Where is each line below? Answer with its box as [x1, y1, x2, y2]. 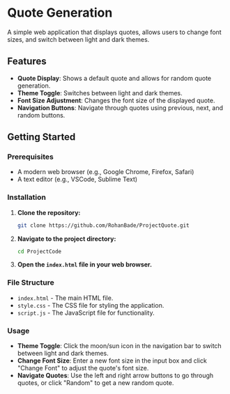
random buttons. [17, 111, 66, 119]
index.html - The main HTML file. [17, 294, 114, 302]
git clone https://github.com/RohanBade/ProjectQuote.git [17, 221, 190, 229]
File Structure [7, 278, 54, 287]
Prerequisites [7, 152, 54, 161]
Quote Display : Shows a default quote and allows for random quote [17, 74, 212, 82]
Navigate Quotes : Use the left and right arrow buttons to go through [17, 371, 214, 380]
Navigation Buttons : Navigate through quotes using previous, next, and [17, 103, 224, 112]
